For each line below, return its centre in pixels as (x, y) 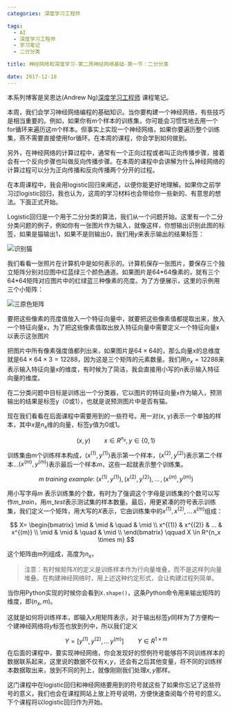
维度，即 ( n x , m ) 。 (32, 602)
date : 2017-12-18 (32, 77)
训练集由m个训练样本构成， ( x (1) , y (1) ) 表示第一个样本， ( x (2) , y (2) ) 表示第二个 (112, 455)
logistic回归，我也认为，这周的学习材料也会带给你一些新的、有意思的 (117, 193)
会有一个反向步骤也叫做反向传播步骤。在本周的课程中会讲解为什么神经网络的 (116, 161)
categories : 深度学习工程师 (44, 13)
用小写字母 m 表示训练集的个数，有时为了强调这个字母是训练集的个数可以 (110, 493)
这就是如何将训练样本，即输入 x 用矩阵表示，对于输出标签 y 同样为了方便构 (110, 618)
